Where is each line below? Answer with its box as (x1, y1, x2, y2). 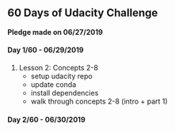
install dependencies (30, 89, 99, 98)
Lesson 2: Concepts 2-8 (18, 63, 98, 73)
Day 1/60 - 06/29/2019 (7, 45, 84, 55)
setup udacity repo (30, 71, 93, 81)
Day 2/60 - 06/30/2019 (7, 115, 86, 124)
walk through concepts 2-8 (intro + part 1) (30, 96, 168, 106)
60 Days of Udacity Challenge (7, 6, 158, 20)
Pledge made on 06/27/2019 (7, 27, 104, 36)
